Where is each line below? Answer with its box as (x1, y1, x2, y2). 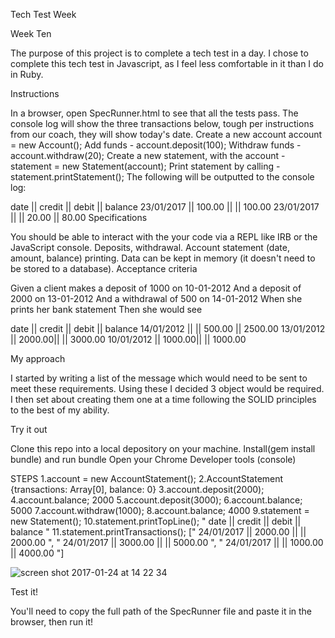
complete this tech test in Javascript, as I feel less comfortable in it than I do (10, 58, 325, 69)
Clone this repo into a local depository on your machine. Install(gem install (10, 443, 316, 454)
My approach (10, 353, 66, 364)
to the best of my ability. (10, 404, 110, 416)
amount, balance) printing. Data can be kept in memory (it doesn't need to (10, 252, 316, 264)
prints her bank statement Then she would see (10, 304, 203, 315)
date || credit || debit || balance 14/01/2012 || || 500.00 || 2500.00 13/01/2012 (10, 323, 326, 334)
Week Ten (10, 28, 52, 39)
